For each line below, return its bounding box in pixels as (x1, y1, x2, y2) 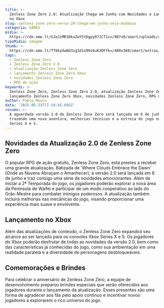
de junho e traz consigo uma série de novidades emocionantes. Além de (5, 175, 150, 181)
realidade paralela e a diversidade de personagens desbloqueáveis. (5, 249, 142, 255)
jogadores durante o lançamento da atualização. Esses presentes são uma (5, 287, 155, 293)
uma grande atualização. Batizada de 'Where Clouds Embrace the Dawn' (5, 165, 152, 171)
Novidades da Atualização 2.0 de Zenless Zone (5, 139, 152, 147)
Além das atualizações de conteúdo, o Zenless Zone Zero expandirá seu (5, 229, 151, 235)
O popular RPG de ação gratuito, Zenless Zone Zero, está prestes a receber (5, 160, 157, 166)
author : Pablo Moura (5, 98, 47, 103)
